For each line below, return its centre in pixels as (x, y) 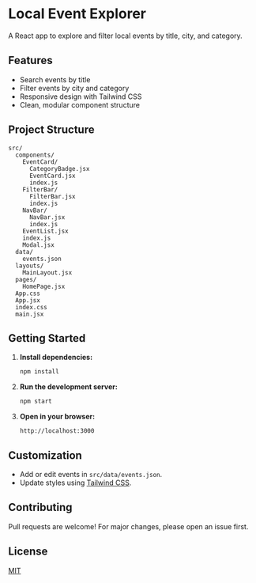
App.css (28, 293)
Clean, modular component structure (80, 104)
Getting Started (47, 338)
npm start (36, 401)
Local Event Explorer (77, 14)
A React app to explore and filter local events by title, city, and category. (125, 36)
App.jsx (28, 300)
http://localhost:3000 (57, 431)
